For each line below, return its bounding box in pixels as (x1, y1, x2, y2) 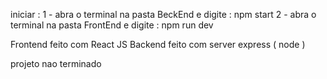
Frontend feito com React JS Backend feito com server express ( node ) (10, 39, 306, 50)
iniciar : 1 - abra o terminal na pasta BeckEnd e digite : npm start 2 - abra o (10, 9, 317, 20)
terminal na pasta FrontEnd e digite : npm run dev (10, 19, 214, 31)
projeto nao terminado (10, 58, 102, 69)
